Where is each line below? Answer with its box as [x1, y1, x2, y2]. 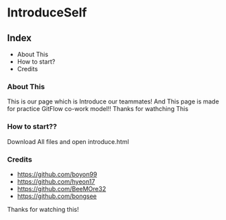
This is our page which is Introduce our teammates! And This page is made [7, 97, 220, 106]
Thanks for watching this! [7, 205, 79, 213]
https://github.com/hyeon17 [16, 177, 95, 186]
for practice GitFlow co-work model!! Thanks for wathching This [7, 105, 189, 113]
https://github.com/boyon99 [16, 170, 98, 178]
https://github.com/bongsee [16, 192, 98, 200]
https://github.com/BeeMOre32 [16, 184, 106, 193]
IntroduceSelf [7, 5, 87, 21]
